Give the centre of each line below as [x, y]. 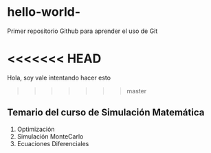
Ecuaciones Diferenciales [53, 143]
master [136, 91]
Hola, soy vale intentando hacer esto [59, 78]
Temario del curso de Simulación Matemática [106, 113]
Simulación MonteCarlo [50, 136]
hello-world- [44, 12]
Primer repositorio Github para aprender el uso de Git [82, 31]
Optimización [36, 129]
